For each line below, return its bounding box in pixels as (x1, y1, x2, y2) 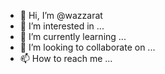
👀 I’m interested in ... (19, 20, 105, 32)
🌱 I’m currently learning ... (19, 31, 127, 42)
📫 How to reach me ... (19, 53, 113, 64)
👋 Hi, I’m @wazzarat (19, 10, 103, 21)
